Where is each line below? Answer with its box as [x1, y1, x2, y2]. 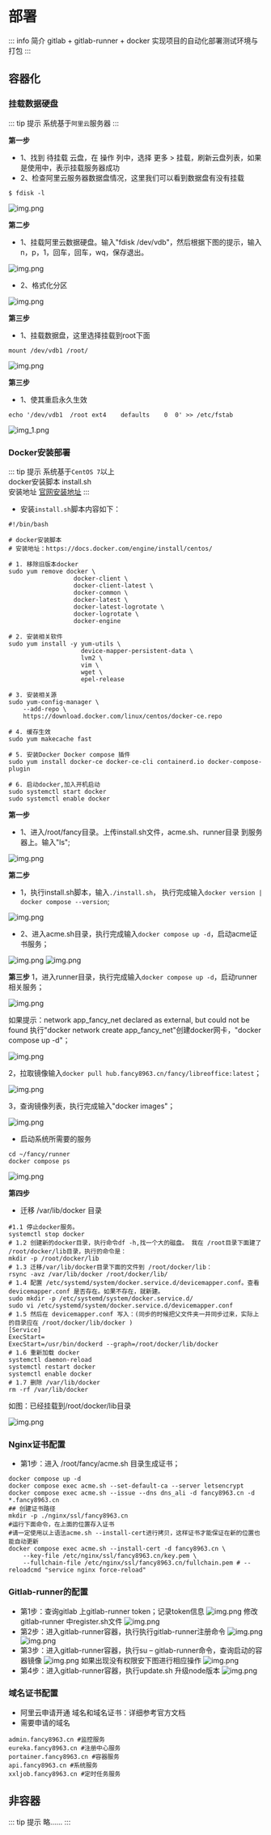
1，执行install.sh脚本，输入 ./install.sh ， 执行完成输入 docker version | [19, 887, 263, 897]
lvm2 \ [80, 654, 104, 662]
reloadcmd [8, 1566, 42, 1574]
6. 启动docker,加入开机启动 [15, 780, 101, 788]
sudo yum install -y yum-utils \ [8, 639, 121, 648]
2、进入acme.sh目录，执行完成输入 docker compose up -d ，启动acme [19, 928, 251, 938]
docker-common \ [73, 588, 129, 596]
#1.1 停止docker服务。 [8, 1223, 79, 1231]
